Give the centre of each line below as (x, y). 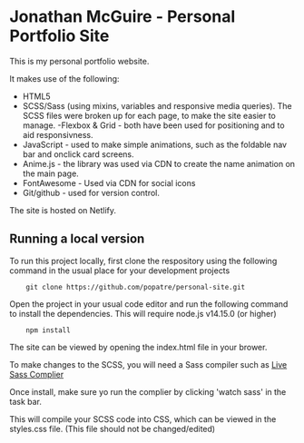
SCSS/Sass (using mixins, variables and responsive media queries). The (157, 105)
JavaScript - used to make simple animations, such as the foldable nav (155, 144)
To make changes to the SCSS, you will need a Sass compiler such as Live (148, 364)
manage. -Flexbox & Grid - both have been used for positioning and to (153, 125)
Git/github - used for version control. (91, 192)
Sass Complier (37, 374)
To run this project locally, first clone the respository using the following (143, 261)
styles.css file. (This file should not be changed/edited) (113, 428)
